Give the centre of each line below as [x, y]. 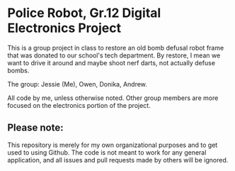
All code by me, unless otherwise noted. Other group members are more [113, 98]
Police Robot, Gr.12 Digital [84, 13]
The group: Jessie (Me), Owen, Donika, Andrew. [77, 84]
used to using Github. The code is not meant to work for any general [107, 152]
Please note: [35, 128]
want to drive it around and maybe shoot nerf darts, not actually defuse [111, 62]
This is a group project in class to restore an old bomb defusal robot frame [116, 48]
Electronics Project [64, 28]
